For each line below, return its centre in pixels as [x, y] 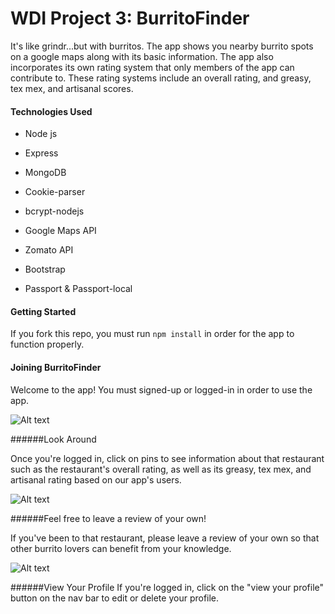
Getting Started [43, 311]
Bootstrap [45, 269]
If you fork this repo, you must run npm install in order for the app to [152, 334]
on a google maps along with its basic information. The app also [142, 56]
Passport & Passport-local [78, 289]
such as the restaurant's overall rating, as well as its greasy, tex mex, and [161, 469]
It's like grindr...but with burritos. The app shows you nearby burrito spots [162, 46]
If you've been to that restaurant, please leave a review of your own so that [165, 538]
